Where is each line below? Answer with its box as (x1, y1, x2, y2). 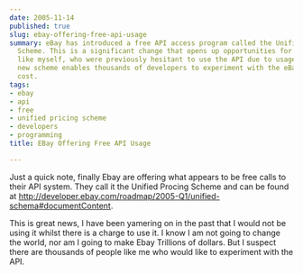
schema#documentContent (9, 200, 111, 211)
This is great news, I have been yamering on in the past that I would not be (9, 217, 287, 228)
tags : (9, 80, 30, 89)
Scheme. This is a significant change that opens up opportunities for (17, 47, 293, 56)
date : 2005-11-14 (9, 13, 75, 23)
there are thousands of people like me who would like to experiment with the (9, 246, 294, 257)
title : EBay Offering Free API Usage (9, 139, 151, 148)
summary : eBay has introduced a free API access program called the (9, 38, 272, 48)
